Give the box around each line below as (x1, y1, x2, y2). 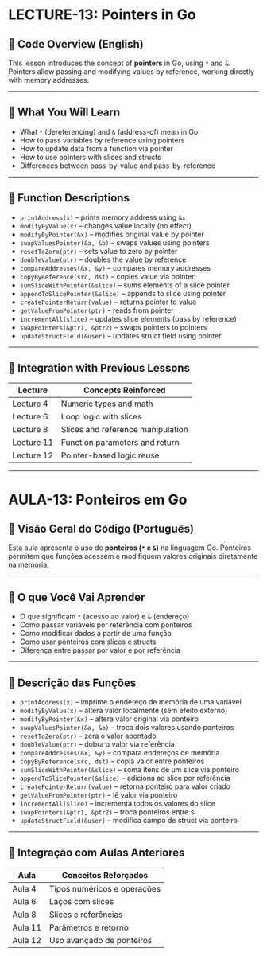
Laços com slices (48, 896, 114, 907)
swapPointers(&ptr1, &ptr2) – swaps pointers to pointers (19, 322, 207, 332)
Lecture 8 (12, 424, 48, 435)
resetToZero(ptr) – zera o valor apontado (19, 731, 157, 741)
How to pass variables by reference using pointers (19, 135, 185, 145)
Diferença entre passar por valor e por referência (19, 646, 181, 655)
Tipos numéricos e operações (48, 883, 161, 894)
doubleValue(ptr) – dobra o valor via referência (19, 739, 175, 749)
